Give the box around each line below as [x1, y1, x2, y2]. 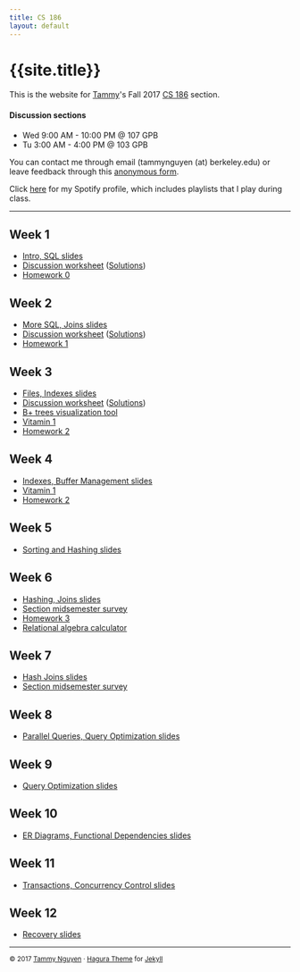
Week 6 [9, 570, 53, 585]
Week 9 [9, 757, 53, 772]
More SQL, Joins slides [21, 319, 108, 331]
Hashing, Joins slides [21, 593, 101, 604]
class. [9, 193, 31, 204]
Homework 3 [21, 613, 71, 624]
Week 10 [9, 806, 58, 822]
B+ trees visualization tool [21, 407, 118, 418]
